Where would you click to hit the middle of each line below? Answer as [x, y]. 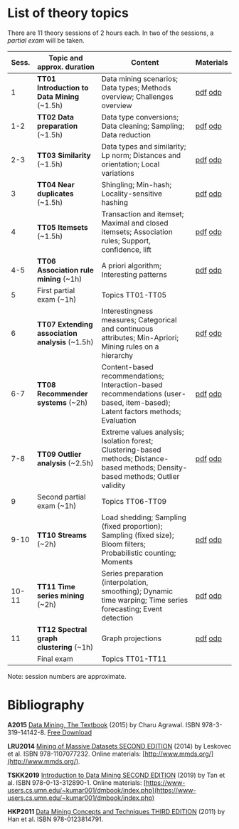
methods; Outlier [152, 476]
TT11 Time [56, 586]
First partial [56, 290]
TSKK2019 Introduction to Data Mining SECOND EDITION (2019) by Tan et [116, 775]
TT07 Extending [65, 324]
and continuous [127, 329]
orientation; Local [131, 164]
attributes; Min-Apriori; [140, 337]
